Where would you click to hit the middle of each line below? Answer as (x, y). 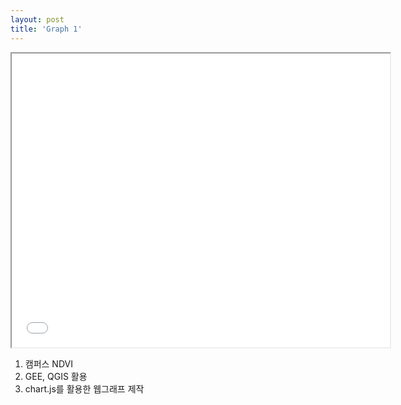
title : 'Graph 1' (46, 29)
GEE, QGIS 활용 (56, 376)
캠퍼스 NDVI (48, 363)
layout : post (37, 19)
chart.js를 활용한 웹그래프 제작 (84, 388)
